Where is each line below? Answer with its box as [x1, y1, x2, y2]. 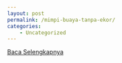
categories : [7, 23, 41, 29]
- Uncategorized [19, 29, 67, 36]
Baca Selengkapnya [7, 48, 64, 56]
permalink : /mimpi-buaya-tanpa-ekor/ [7, 16, 116, 23]
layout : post [7, 10, 45, 17]
